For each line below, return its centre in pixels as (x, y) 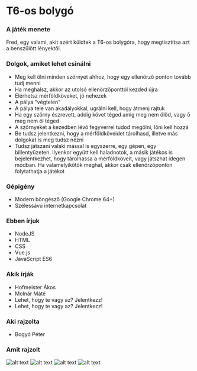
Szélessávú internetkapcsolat (51, 206)
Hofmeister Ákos (35, 287)
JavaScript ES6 (33, 259)
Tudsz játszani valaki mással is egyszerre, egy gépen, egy (85, 146)
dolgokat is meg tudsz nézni (49, 140)
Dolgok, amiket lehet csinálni (49, 64)
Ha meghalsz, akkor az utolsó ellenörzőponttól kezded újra (86, 89)
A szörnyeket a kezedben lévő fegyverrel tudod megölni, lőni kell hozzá (101, 127)
